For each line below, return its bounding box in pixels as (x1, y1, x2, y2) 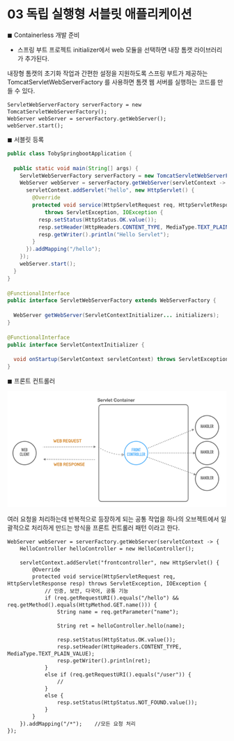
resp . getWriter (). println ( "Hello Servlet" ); (38, 231, 170, 238)
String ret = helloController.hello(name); (56, 622, 186, 629)
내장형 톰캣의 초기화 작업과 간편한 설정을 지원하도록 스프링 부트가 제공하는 (7, 69, 208, 77)
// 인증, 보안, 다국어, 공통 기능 (44, 587, 129, 595)
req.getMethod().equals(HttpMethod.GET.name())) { (7, 601, 157, 609)
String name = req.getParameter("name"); (56, 608, 179, 616)
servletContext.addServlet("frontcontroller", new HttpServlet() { (19, 559, 219, 566)
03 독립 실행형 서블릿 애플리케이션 (7, 6, 193, 22)
